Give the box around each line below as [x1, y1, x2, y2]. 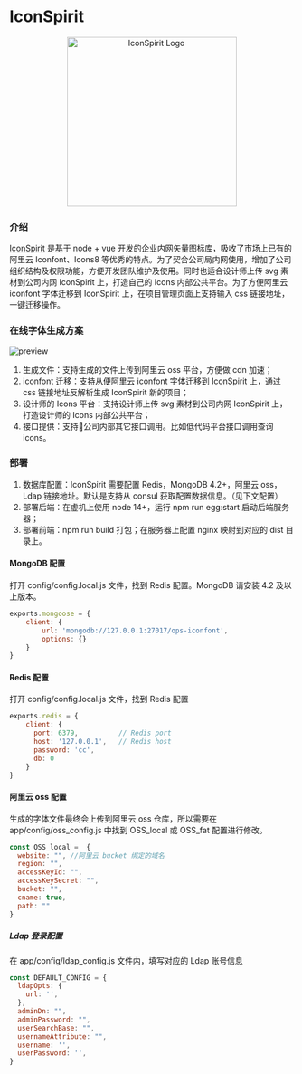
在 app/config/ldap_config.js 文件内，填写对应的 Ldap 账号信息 [9, 955, 244, 965]
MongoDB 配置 [9, 558, 66, 569]
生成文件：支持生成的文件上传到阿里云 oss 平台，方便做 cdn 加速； [22, 364, 273, 375]
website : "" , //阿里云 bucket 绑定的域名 [17, 851, 165, 860]
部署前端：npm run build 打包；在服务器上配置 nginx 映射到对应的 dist [22, 524, 284, 535]
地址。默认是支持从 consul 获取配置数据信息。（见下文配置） [59, 490, 283, 501]
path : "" [17, 901, 51, 910]
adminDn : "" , [17, 1007, 67, 1016]
